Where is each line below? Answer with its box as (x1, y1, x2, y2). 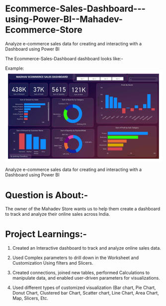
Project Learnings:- (5, 229, 87, 240)
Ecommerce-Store (5, 24, 83, 35)
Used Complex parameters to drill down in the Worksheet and (12, 255, 139, 261)
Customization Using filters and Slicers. (12, 260, 93, 266)
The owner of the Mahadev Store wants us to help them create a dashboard (5, 206, 161, 212)
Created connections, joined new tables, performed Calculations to (12, 270, 150, 276)
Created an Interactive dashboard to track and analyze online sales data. (12, 245, 162, 251)
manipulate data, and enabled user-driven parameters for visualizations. (12, 275, 160, 281)
